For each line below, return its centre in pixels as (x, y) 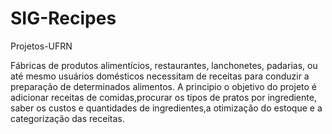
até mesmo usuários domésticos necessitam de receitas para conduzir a (160, 76)
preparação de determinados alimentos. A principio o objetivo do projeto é (163, 86)
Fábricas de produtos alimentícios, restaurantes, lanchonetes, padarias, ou (164, 65)
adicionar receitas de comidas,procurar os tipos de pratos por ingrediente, (163, 97)
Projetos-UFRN (41, 46)
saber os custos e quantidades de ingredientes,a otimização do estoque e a (166, 108)
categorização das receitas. (67, 118)
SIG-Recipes (63, 18)
